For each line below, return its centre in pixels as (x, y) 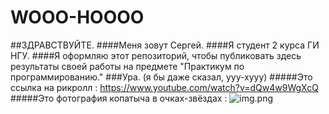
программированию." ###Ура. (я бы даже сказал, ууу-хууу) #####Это (161, 77)
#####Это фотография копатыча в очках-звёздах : (119, 98)
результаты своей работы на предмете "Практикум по (127, 66)
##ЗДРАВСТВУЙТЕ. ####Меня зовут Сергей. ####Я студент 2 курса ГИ (165, 45)
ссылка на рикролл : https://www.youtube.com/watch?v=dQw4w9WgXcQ (164, 87)
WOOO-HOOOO (77, 17)
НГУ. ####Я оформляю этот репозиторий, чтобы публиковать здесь (156, 55)
